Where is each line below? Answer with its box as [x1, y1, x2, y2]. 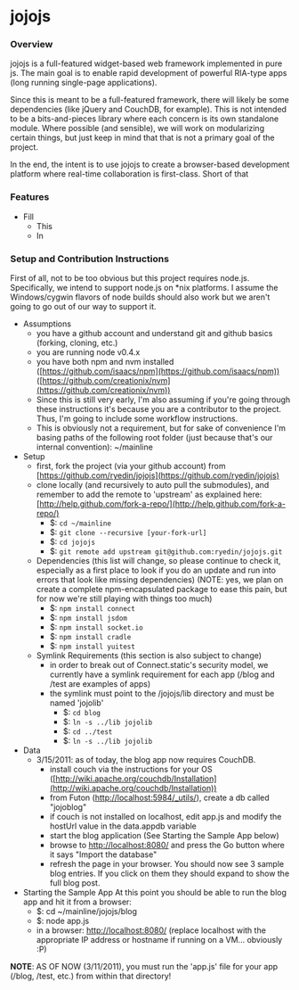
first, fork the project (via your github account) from [36, 461, 226, 472]
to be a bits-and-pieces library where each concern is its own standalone [10, 113, 279, 124]
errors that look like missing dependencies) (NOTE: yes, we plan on [36, 574, 284, 585]
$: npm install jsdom [49, 613, 128, 623]
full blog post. [49, 878, 101, 888]
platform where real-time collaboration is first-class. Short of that [10, 169, 249, 179]
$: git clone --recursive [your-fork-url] [49, 527, 207, 538]
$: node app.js [36, 916, 90, 927]
